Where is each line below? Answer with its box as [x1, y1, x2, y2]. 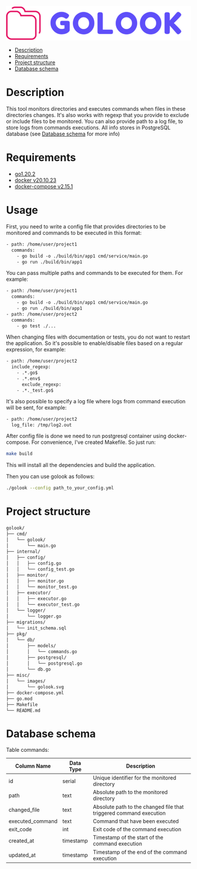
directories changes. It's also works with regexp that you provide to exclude [6, 111, 189, 118]
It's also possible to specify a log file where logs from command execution [6, 397, 186, 404]
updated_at [8, 851, 36, 859]
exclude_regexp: [21, 382, 62, 387]
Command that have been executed [93, 817, 179, 824]
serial [62, 777, 76, 784]
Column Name [15, 762, 51, 770]
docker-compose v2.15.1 [14, 183, 73, 190]
